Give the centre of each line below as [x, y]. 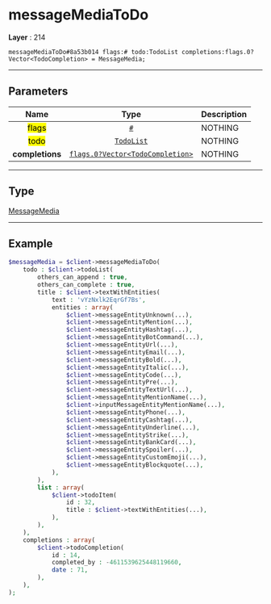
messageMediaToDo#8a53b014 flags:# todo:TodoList [94, 52]
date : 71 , [70, 570]
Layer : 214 [27, 37]
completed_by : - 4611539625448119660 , [117, 563]
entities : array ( [82, 307]
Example [31, 243]
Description [224, 114]
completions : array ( [59, 540]
